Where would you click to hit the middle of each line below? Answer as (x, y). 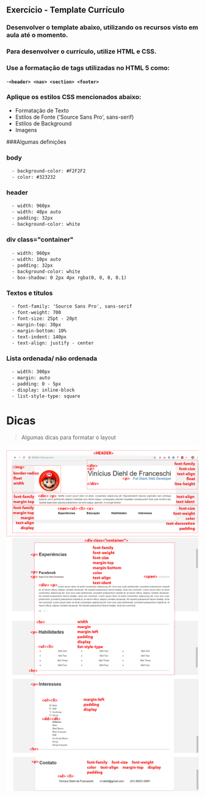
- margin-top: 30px (37, 325)
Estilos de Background (43, 123)
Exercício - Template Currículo (66, 10)
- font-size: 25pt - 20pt (45, 319)
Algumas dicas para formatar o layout (68, 437)
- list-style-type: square (46, 396)
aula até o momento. (37, 35)
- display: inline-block (43, 390)
